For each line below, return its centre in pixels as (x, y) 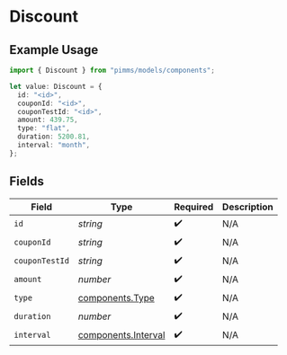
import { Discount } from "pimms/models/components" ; (112, 70)
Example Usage (54, 50)
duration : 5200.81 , (54, 137)
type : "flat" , (44, 129)
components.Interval (121, 335)
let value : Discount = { (56, 86)
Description (248, 207)
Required (194, 207)
